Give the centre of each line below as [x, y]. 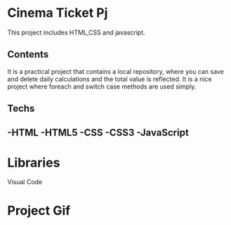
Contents [28, 54]
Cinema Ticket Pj [58, 13]
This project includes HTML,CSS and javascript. [76, 32]
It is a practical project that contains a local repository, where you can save [116, 71]
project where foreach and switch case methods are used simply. [102, 86]
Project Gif [39, 211]
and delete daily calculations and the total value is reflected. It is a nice [110, 79]
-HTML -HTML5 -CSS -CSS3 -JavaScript [98, 133]
